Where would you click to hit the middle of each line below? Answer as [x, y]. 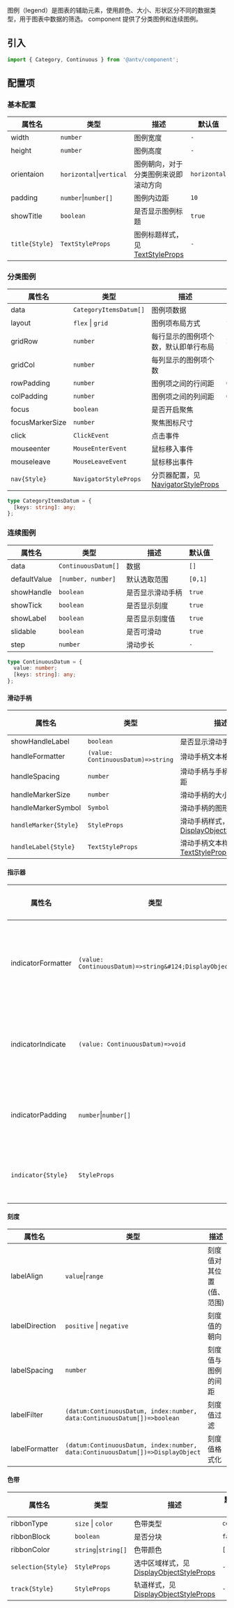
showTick [26, 605]
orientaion [27, 175]
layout [21, 323]
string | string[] [101, 1549]
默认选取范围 [147, 580]
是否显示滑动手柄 [154, 592]
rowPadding [31, 383]
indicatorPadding [39, 1114]
